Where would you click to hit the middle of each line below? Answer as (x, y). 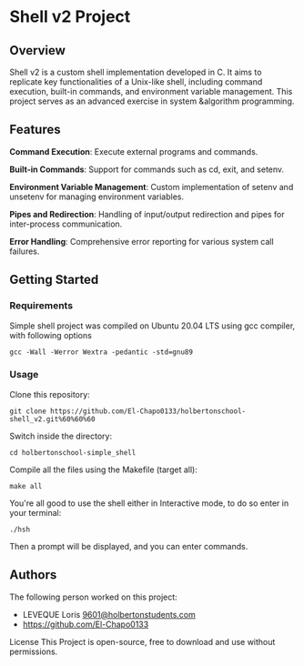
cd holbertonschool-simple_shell (73, 452)
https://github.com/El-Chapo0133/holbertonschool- (148, 411)
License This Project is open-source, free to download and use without (142, 641)
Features (35, 130)
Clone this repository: (50, 394)
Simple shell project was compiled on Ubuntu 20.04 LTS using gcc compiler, (152, 326)
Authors (33, 575)
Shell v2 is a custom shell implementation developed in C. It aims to (136, 72)
